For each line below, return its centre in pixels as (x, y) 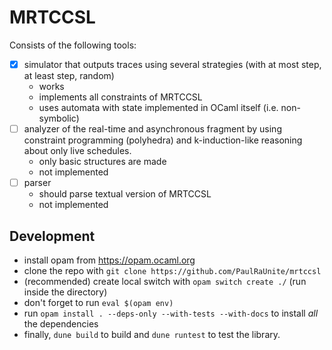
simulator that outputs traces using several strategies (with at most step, (172, 64)
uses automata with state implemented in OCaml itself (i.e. (158, 107)
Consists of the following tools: (73, 45)
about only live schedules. (77, 151)
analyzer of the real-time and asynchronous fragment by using (152, 129)
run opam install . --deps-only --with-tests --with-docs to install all (171, 313)
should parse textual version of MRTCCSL (125, 194)
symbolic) (59, 118)
